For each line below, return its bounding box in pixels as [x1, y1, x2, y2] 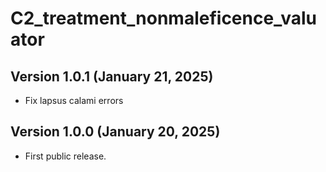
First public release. [24, 150, 107, 162]
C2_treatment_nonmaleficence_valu [10, 7, 318, 30]
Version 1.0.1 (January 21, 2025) [10, 68, 214, 85]
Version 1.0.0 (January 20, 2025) [10, 123, 221, 141]
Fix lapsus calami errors [24, 95, 124, 106]
